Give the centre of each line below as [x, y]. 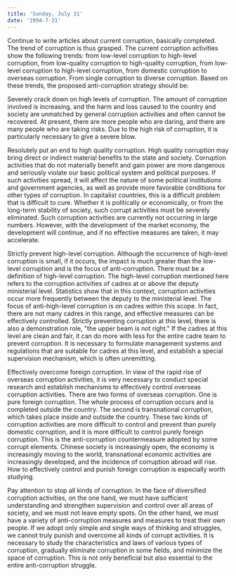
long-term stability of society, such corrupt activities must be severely [109, 210]
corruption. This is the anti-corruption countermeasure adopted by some [112, 439]
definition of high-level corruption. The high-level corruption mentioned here [118, 276]
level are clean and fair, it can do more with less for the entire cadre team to [117, 336]
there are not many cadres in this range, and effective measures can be [111, 313]
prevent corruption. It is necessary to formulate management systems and [114, 343]
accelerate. [24, 239]
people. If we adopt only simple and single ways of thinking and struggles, [115, 527]
